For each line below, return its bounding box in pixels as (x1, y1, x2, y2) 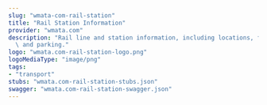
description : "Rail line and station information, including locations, (8, 33, 254, 42)
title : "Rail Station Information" (8, 19, 126, 27)
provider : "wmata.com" (8, 26, 83, 34)
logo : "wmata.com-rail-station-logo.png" (8, 48, 148, 56)
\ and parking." (15, 41, 69, 49)
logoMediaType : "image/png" (8, 56, 102, 64)
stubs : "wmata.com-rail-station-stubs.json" (8, 77, 158, 85)
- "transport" (8, 70, 56, 78)
